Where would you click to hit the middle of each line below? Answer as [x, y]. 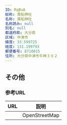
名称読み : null [19, 24]
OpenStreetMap [41, 116]
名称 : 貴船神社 [19, 19]
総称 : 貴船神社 [19, 14]
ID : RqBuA [15, 10]
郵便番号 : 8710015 [23, 51]
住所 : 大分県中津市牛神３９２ [32, 56]
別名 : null [16, 28]
